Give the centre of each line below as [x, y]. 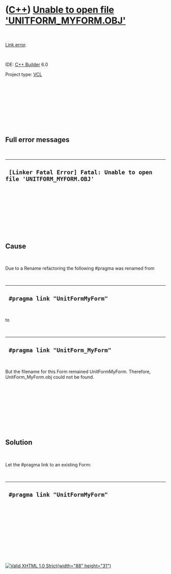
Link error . [16, 44]
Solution [19, 443]
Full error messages [37, 140]
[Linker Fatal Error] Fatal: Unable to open [80, 172]
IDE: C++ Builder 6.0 [27, 64]
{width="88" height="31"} [84, 566]
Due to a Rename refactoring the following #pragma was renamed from [80, 268]
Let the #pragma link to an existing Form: [48, 464]
